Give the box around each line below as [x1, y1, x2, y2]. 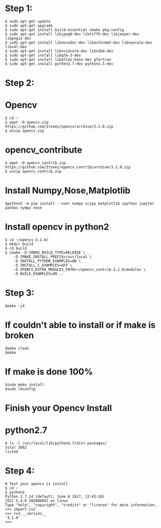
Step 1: [5, 3, 33, 14]
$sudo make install [5, 382, 44, 387]
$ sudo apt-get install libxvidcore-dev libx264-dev [5, 48, 114, 53]
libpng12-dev [5, 36, 31, 41]
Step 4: [5, 465, 35, 476]
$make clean [5, 346, 29, 351]
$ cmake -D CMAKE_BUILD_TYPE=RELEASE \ [5, 250, 86, 255]
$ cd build [5, 246, 27, 251]
